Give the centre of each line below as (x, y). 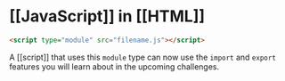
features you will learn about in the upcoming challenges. (114, 66)
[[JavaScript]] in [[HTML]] (107, 16)
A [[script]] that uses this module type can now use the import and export (142, 57)
